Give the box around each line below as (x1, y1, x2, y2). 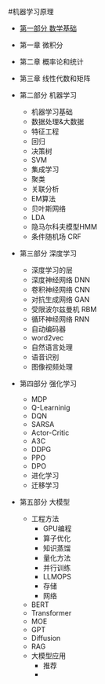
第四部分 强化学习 (19, 379, 77, 388)
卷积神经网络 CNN (31, 285, 90, 294)
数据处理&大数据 (31, 117, 85, 126)
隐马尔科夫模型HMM (31, 222, 98, 231)
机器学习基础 (31, 107, 73, 116)
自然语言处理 (31, 343, 73, 351)
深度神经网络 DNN (31, 275, 90, 285)
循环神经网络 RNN (31, 314, 90, 324)
